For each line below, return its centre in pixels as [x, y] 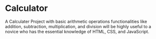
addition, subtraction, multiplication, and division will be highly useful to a [78, 26]
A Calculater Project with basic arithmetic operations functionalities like [76, 21]
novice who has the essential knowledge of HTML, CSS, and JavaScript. [77, 31]
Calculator [26, 8]
